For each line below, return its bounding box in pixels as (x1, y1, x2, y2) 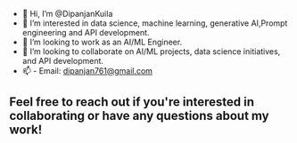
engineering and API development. (21, 28, 150, 37)
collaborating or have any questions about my (9, 108, 269, 123)
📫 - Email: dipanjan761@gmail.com (21, 66, 153, 75)
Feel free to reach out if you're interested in (9, 94, 255, 110)
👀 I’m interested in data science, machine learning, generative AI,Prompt (21, 18, 288, 28)
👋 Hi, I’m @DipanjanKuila (21, 9, 113, 19)
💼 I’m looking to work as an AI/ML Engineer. (21, 36, 183, 47)
